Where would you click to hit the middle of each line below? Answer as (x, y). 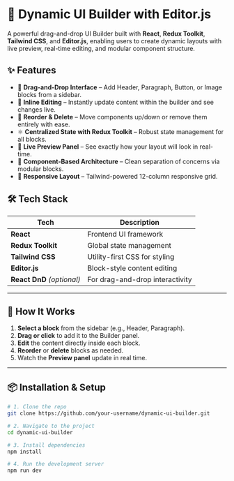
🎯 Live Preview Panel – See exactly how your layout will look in (108, 147)
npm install (24, 452)
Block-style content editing (132, 268)
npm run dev (24, 471)
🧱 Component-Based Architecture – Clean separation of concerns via (118, 161)
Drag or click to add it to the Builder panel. (78, 336)
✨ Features (32, 70)
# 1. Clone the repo (37, 407)
